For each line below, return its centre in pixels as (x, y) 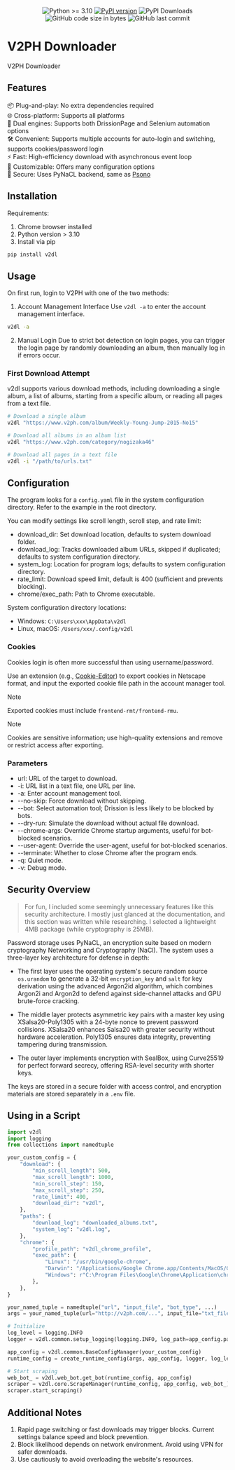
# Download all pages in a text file (62, 455)
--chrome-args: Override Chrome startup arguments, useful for (108, 831)
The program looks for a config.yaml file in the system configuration (106, 500)
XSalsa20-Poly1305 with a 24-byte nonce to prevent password (108, 1022)
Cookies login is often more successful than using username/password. (111, 662)
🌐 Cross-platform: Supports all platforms (66, 115)
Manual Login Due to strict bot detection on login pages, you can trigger (121, 341)
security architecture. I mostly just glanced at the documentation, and (124, 914)
